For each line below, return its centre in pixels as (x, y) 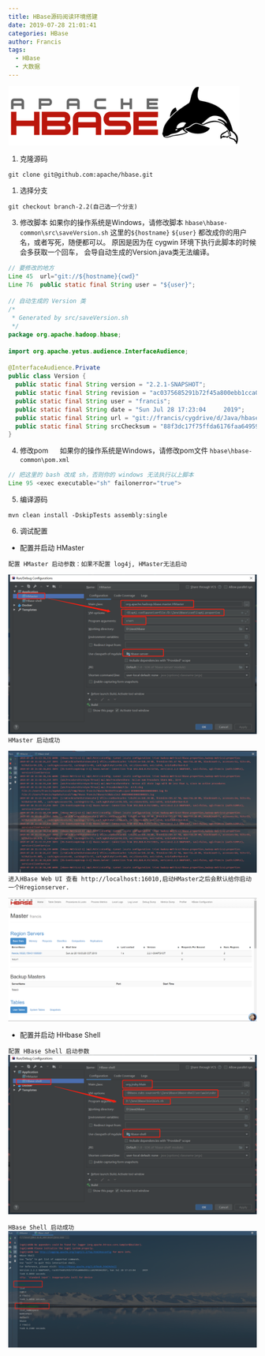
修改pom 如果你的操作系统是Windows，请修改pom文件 (114, 451)
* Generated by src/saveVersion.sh (70, 318)
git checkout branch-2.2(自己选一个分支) (73, 207)
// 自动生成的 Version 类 (47, 301)
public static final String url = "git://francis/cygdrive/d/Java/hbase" (139, 418)
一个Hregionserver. (39, 888)
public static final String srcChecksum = (86, 426)
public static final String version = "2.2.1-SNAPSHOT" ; (111, 385)
